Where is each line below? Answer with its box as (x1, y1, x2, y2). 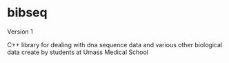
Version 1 (7, 27, 33, 36)
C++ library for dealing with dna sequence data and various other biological (7, 40, 223, 49)
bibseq (7, 5, 48, 21)
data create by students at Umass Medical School (7, 48, 148, 56)
